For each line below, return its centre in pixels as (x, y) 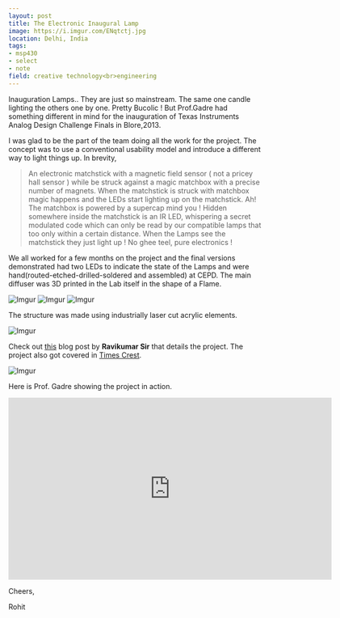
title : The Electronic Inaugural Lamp (73, 23)
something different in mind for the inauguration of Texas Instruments (124, 116)
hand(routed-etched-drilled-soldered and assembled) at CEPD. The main (130, 275)
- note (19, 69)
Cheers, (21, 590)
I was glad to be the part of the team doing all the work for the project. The (132, 140)
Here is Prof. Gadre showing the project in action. (90, 386)
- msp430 (23, 53)
